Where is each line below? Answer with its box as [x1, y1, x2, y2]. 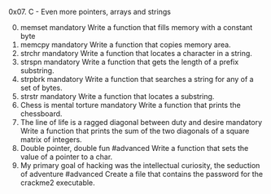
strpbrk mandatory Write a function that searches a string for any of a [20, 75, 254, 84]
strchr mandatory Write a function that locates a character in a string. [20, 49, 252, 58]
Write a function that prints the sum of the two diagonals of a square [20, 126, 250, 136]
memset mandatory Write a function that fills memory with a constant [20, 23, 253, 32]
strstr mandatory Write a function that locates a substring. [20, 92, 215, 101]
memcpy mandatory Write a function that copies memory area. [20, 40, 231, 50]
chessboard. [20, 109, 63, 119]
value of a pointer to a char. [20, 152, 113, 162]
